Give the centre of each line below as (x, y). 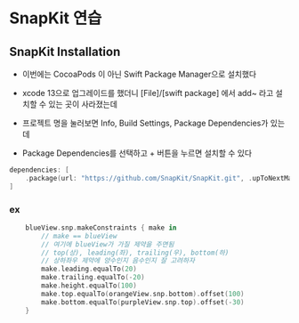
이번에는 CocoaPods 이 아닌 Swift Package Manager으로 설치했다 (139, 74)
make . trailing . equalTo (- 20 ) (93, 278)
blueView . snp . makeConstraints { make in (101, 228)
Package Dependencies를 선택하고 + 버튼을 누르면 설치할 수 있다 (137, 153)
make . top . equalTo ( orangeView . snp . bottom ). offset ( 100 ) (143, 294)
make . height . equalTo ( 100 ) (89, 286)
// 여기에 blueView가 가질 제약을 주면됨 (108, 244)
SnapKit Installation (65, 51)
